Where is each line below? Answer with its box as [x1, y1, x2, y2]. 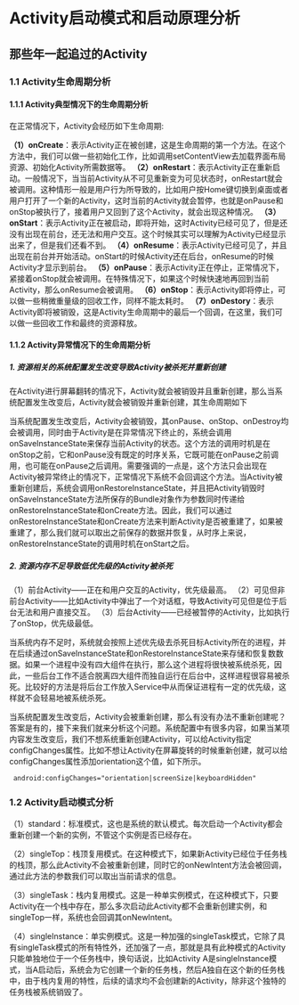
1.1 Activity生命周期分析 [9, 75, 111, 87]
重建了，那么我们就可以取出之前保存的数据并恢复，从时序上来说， [9, 527, 251, 538]
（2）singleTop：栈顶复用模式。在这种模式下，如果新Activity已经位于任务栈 [9, 848, 287, 859]
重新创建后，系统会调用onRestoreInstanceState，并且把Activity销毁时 [9, 483, 265, 494]
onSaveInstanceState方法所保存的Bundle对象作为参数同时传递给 [9, 494, 246, 504]
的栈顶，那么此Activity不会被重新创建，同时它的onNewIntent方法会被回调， [9, 859, 287, 870]
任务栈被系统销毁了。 [9, 986, 87, 997]
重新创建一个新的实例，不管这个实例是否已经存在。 [9, 829, 197, 840]
